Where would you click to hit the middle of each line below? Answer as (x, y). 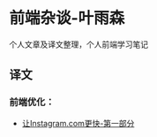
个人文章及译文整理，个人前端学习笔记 (78, 44)
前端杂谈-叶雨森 (67, 18)
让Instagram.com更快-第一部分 (78, 123)
